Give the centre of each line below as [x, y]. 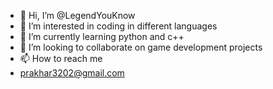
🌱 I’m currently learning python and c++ [102, 36]
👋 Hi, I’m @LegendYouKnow [77, 15]
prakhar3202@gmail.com [72, 73]
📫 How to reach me [61, 58]
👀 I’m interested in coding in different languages [118, 26]
